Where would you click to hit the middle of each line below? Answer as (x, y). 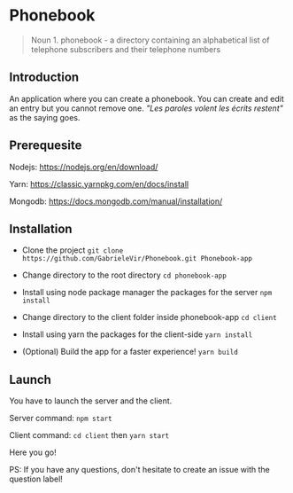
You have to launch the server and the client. (91, 401)
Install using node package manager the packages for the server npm (147, 293)
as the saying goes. (45, 117)
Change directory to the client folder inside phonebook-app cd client (149, 317)
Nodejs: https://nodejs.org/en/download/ (84, 167)
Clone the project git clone (73, 250)
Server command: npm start (61, 419)
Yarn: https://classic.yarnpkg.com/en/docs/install (99, 184)
